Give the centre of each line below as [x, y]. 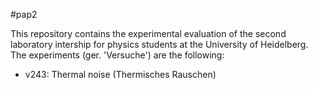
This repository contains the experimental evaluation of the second [148, 33]
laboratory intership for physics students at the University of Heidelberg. [159, 44]
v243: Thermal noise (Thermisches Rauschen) [120, 74]
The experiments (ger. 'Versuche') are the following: [117, 55]
